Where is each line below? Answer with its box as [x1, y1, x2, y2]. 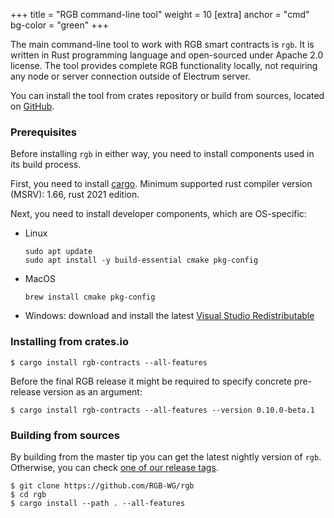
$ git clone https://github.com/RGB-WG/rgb [10, 480, 195, 491]
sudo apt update [24, 247, 93, 257]
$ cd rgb [10, 489, 47, 499]
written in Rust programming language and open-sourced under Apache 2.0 [10, 49, 324, 61]
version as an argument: [43, 385, 143, 398]
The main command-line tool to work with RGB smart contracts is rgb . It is [10, 39, 315, 50]
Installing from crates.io [10, 335, 130, 349]
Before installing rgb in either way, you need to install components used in [10, 148, 315, 160]
